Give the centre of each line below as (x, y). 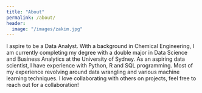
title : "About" (26, 12)
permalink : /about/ (31, 18)
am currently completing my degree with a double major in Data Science (97, 53)
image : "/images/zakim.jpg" (47, 29)
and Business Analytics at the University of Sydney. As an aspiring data (96, 59)
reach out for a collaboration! (43, 85)
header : (16, 23)
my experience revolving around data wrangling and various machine (93, 72)
